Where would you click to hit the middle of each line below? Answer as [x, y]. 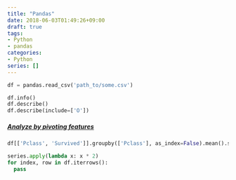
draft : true [25, 27]
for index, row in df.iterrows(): [58, 162]
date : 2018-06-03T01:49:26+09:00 [56, 20]
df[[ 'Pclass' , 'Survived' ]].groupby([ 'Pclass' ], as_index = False [103, 144]
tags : [15, 33]
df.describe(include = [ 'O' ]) [48, 111]
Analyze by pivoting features [51, 126]
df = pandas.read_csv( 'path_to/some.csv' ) [70, 85]
